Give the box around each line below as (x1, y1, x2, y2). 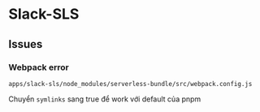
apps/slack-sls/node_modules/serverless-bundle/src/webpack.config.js (8, 80, 253, 88)
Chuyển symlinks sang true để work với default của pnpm (8, 94, 201, 104)
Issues (8, 37, 43, 51)
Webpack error (8, 62, 69, 73)
